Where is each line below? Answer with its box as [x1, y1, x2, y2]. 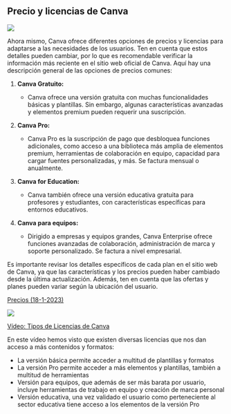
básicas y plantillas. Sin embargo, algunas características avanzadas [27, 100, 223, 109]
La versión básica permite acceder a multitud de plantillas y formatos [17, 356, 214, 364]
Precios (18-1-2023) [7, 295, 64, 303]
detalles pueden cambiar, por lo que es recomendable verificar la [7, 51, 193, 59]
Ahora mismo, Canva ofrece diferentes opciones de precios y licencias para [7, 37, 223, 45]
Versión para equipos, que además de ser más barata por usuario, [17, 378, 206, 386]
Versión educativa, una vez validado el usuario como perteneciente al [17, 393, 216, 401]
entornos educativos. [27, 205, 89, 214]
